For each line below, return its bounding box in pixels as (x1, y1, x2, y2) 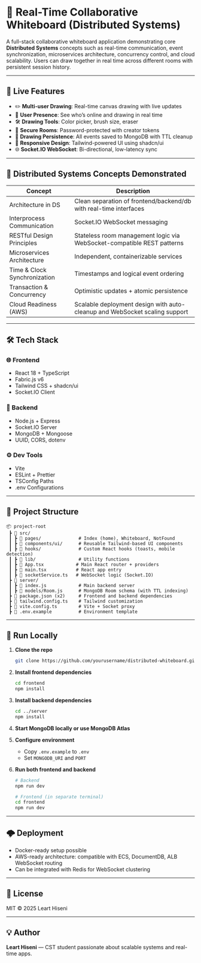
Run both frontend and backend (14, 765, 96, 773)
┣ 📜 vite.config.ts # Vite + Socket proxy (8, 603, 135, 609)
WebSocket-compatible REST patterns (74, 239, 184, 247)
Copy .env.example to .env (23, 748, 90, 755)
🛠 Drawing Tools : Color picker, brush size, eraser (14, 118, 139, 125)
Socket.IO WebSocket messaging (74, 218, 168, 226)
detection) (6, 551, 33, 557)
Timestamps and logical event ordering (74, 269, 184, 278)
